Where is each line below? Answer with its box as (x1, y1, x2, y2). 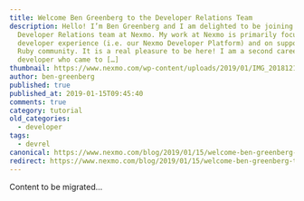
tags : (9, 131, 30, 140)
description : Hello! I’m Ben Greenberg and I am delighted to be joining (9, 22, 294, 31)
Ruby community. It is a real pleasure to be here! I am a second (17, 47, 273, 56)
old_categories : (9, 114, 71, 123)
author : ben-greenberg (9, 72, 95, 81)
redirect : (9, 156, 47, 166)
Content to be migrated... (9, 181, 103, 192)
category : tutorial (9, 106, 83, 115)
